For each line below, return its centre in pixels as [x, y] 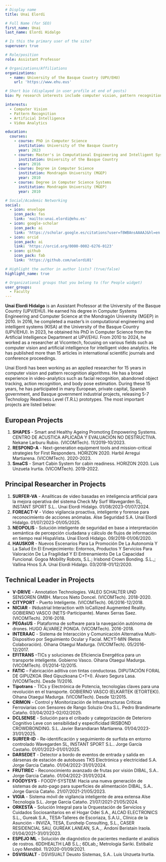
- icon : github [25, 251]
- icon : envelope [27, 210]
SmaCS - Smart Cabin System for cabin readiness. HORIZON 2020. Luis [85, 463]
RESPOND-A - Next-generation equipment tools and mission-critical [82, 448]
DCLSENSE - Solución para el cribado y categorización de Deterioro [82, 718]
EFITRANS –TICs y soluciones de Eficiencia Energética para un [76, 655]
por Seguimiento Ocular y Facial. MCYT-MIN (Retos [88, 639]
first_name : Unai [23, 28]
